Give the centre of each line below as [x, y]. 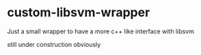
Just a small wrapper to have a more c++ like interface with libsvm [101, 31]
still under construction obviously [54, 44]
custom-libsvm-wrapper [79, 13]
